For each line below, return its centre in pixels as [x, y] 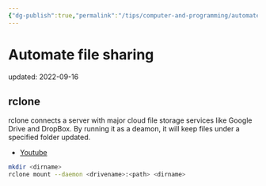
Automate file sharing [81, 54]
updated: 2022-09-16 [44, 77]
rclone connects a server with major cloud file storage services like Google [130, 120]
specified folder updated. [49, 137]
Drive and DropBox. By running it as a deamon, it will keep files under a [124, 129]
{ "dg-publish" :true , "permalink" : [63, 15]
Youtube [33, 153]
